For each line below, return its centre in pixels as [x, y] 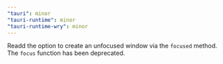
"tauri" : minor [29, 13]
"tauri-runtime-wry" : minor [48, 26]
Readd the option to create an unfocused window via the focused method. [112, 46]
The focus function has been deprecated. [66, 53]
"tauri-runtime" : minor [42, 20]
